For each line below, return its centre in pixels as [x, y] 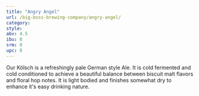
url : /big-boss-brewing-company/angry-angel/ [63, 17]
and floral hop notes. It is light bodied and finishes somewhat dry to [89, 80]
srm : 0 [14, 45]
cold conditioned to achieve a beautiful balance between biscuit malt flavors [100, 74]
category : [18, 23]
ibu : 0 [14, 39]
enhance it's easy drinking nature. [48, 86]
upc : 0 [14, 51]
